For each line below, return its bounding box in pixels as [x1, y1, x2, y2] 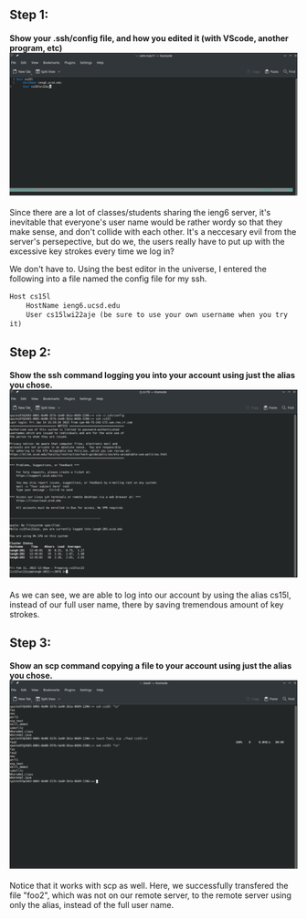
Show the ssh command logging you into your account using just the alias [9, 370, 295, 381]
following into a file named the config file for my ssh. [9, 273, 207, 284]
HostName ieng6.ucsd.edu [26, 301, 121, 311]
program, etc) [9, 42, 63, 53]
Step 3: [9, 635, 52, 650]
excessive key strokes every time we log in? [9, 246, 175, 257]
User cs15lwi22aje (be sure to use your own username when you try [26, 311, 288, 320]
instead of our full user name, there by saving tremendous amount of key [9, 598, 284, 610]
